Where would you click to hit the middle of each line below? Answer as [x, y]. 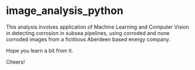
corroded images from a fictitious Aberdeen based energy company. [88, 39]
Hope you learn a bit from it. [40, 50]
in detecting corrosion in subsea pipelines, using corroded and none [88, 33]
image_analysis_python [65, 11]
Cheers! [15, 62]
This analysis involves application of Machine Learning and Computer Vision [97, 27]
